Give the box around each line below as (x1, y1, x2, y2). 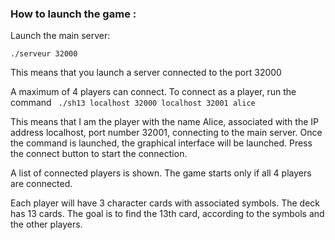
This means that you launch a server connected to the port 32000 (10, 67, 282, 79)
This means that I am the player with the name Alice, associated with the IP (10, 116, 319, 128)
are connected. (10, 178, 73, 190)
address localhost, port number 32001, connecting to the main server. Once (10, 127, 323, 139)
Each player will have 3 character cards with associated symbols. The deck (10, 197, 320, 209)
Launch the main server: (10, 30, 111, 42)
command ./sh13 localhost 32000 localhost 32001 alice (10, 97, 256, 109)
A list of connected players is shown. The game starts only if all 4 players (10, 167, 312, 179)
